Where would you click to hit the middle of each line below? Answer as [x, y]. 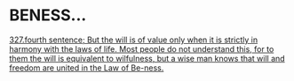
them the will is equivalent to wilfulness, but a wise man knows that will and [147, 58]
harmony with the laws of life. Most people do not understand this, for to [142, 48]
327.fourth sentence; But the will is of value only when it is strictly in [134, 40]
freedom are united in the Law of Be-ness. [87, 68]
